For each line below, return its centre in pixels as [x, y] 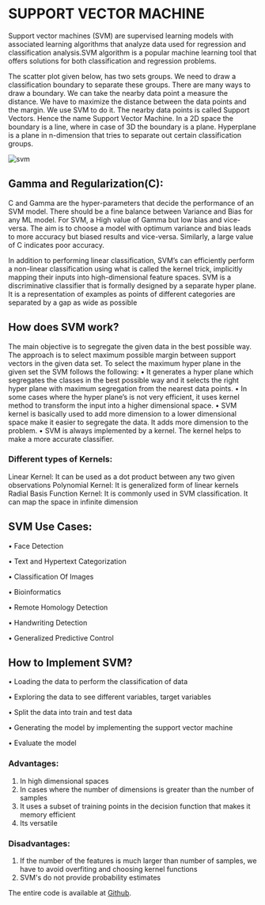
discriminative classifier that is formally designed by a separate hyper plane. [132, 285]
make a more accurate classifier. [61, 439]
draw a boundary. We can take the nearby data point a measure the [118, 93]
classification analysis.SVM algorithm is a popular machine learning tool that [132, 52]
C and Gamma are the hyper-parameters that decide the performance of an [131, 203]
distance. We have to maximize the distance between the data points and [127, 101]
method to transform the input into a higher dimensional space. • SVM [123, 405]
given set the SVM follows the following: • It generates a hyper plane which [131, 371]
